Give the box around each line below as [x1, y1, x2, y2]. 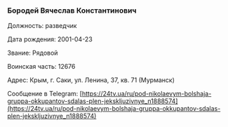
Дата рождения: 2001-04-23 [7, 35, 93, 44]
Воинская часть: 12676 [7, 62, 76, 71]
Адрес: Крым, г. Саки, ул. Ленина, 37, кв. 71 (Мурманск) [7, 76, 175, 84]
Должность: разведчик [7, 22, 77, 30]
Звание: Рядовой [7, 48, 58, 58]
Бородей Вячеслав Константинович [7, 6, 137, 15]
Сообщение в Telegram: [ [7, 90, 83, 98]
